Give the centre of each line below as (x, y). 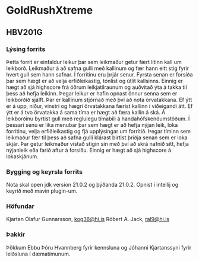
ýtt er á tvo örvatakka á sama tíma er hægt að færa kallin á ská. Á (86, 112)
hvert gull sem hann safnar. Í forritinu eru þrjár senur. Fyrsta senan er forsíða (99, 74)
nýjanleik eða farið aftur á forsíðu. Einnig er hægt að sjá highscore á (89, 150)
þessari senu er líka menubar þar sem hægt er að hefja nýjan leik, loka (92, 124)
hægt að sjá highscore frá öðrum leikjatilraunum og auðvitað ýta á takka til (97, 87)
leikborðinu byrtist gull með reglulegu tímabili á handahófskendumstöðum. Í (98, 119)
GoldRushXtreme (50, 10)
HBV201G (24, 32)
